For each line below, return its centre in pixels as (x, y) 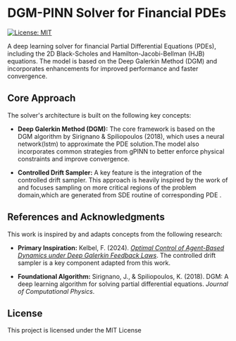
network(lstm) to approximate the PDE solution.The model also (108, 144)
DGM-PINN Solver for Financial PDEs (117, 13)
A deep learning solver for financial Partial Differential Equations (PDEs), (112, 46)
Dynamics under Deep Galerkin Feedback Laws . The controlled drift (117, 255)
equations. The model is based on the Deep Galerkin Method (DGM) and (112, 61)
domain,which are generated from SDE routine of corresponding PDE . (119, 194)
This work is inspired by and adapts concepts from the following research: (115, 234)
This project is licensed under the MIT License (75, 330)
